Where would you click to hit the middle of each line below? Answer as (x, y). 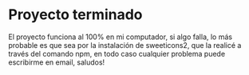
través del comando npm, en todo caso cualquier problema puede (117, 53)
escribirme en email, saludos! (57, 62)
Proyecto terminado (75, 15)
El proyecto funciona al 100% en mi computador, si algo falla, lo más (121, 37)
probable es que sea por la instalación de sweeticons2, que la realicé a (125, 45)
